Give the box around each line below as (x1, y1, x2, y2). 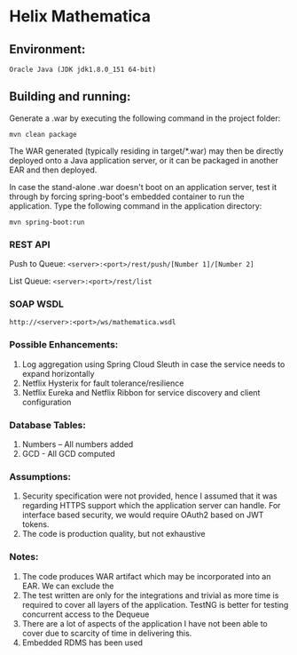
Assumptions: (9, 470, 72, 483)
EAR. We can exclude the (21, 580, 114, 591)
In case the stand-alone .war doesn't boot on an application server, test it (9, 181, 277, 192)
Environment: (9, 42, 86, 57)
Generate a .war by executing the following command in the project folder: (9, 113, 281, 124)
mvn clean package (9, 130, 77, 139)
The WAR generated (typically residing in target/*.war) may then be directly (9, 145, 284, 156)
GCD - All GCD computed (21, 449, 115, 459)
